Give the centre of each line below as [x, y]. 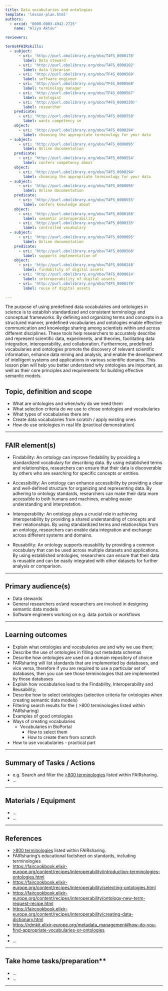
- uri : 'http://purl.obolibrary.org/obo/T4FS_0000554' [77, 158]
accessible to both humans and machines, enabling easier [72, 499]
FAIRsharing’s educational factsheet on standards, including [74, 856]
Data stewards [27, 598]
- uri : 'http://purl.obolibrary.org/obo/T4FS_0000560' [77, 251]
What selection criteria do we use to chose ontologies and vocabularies [86, 409]
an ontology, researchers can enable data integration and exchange [82, 530]
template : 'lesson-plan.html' [37, 14]
